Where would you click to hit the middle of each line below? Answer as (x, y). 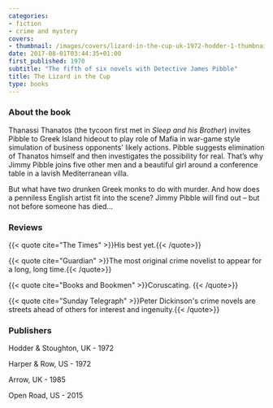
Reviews (26, 227)
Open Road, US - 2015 (46, 396)
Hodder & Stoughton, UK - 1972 (61, 348)
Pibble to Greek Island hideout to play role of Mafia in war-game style (125, 138)
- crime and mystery (43, 31)
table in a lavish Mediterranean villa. (69, 173)
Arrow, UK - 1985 (37, 380)
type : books (28, 84)
